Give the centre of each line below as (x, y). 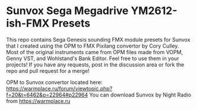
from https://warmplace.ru (38, 101)
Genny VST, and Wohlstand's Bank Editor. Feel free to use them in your (93, 58)
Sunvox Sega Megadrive (67, 11)
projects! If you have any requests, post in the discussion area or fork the (95, 64)
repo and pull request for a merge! (48, 71)
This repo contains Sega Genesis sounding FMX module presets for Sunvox (98, 39)
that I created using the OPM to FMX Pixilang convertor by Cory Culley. (93, 46)
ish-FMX (28, 23)
